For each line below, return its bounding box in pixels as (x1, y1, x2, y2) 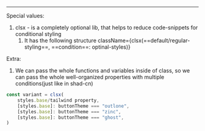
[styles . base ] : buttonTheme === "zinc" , (17, 108, 121, 115)
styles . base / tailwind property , (17, 97, 99, 104)
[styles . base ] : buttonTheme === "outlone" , (17, 103, 130, 109)
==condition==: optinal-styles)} (51, 43, 131, 51)
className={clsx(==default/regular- (97, 37, 190, 44)
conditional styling (15, 30, 62, 37)
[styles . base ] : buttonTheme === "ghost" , (17, 114, 124, 121)
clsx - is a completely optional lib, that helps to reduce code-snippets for (15, 24, 198, 31)
